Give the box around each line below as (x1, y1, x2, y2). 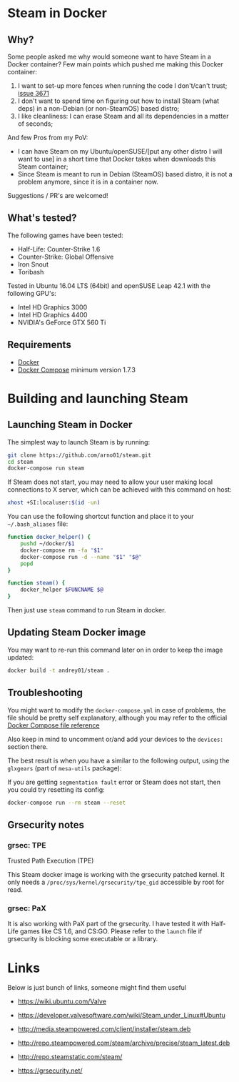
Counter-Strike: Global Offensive (17, 252, 114, 261)
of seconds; (17, 119, 54, 128)
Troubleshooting (7, 687, 83, 699)
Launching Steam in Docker (7, 419, 133, 431)
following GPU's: (7, 289, 57, 297)
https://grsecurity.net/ (17, 1066, 83, 1075)
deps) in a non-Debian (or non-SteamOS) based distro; (17, 104, 180, 112)
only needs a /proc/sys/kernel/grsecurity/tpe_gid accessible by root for (7, 878, 225, 887)
